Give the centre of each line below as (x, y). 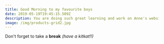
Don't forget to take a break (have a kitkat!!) (49, 36)
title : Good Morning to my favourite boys (49, 9)
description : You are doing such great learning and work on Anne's (76, 18)
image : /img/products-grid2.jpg (38, 23)
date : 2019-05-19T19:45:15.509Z (38, 14)
